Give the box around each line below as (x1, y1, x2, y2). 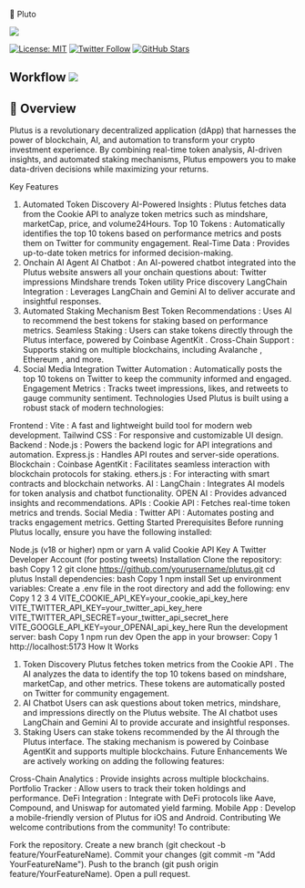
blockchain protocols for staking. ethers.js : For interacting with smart (9, 469, 270, 480)
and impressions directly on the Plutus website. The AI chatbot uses (22, 707, 278, 718)
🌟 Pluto (9, 9, 36, 19)
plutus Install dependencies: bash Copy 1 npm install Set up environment (9, 573, 282, 584)
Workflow (9, 69, 66, 86)
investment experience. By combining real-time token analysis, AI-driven (9, 144, 282, 155)
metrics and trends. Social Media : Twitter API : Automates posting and (9, 507, 275, 519)
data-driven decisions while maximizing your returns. (9, 164, 209, 175)
